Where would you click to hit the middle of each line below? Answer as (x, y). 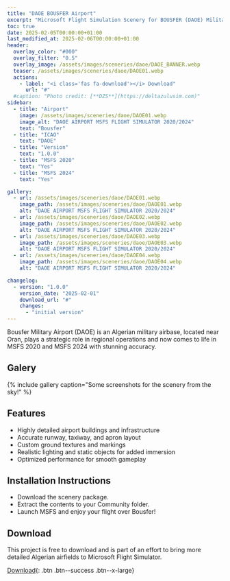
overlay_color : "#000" (46, 52)
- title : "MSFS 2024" (44, 173)
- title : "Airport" (41, 109)
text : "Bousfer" (43, 128)
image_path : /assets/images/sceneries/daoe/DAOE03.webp (101, 243)
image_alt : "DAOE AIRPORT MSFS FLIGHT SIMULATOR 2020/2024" (107, 122)
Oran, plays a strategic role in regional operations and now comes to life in (112, 339)
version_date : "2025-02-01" (59, 293)
